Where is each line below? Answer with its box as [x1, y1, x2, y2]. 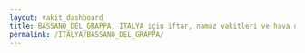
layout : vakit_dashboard [9, 13, 103, 22]
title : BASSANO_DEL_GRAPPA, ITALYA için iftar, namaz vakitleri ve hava [9, 22, 290, 31]
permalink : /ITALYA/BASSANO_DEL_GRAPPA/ [9, 30, 165, 39]
